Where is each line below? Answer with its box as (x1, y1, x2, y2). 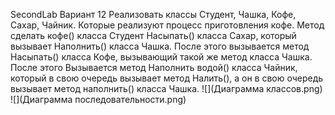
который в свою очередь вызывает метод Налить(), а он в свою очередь (10, 72, 324, 84)
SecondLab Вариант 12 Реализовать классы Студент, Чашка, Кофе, (10, 9, 297, 20)
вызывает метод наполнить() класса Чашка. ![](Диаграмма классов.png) (10, 83, 323, 94)
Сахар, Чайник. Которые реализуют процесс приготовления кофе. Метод (10, 19, 325, 31)
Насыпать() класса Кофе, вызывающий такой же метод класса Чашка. (10, 51, 313, 63)
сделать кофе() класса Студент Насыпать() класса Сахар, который (10, 30, 297, 41)
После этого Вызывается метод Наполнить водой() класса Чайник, (10, 62, 298, 73)
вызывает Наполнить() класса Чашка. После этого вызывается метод (10, 40, 310, 52)
